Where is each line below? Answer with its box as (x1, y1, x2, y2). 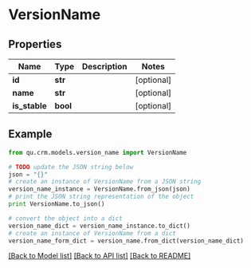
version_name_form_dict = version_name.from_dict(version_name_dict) (8, 237, 245, 245)
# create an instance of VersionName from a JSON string (8, 178, 202, 186)
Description (82, 61, 127, 72)
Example (8, 128, 53, 141)
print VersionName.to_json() (8, 200, 105, 208)
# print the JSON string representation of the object (8, 193, 194, 201)
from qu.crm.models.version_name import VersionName (8, 148, 187, 156)
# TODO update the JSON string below (8, 163, 134, 171)
